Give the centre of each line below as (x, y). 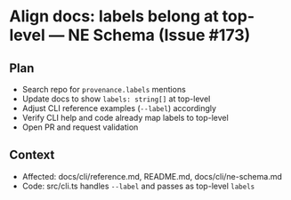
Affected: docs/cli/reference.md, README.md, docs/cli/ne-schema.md (152, 176)
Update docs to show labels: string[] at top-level (116, 99)
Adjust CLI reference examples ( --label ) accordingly (119, 108)
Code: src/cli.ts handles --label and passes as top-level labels (138, 186)
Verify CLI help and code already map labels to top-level (125, 118)
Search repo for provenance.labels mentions (104, 89)
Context (32, 155)
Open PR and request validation (80, 127)
